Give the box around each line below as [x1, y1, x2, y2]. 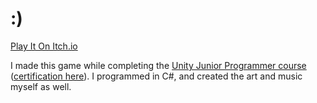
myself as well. [10, 80, 72, 92]
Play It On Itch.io [10, 40, 78, 52]
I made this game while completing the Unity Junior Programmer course [10, 59, 307, 71]
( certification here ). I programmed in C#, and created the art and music [10, 70, 303, 82]
